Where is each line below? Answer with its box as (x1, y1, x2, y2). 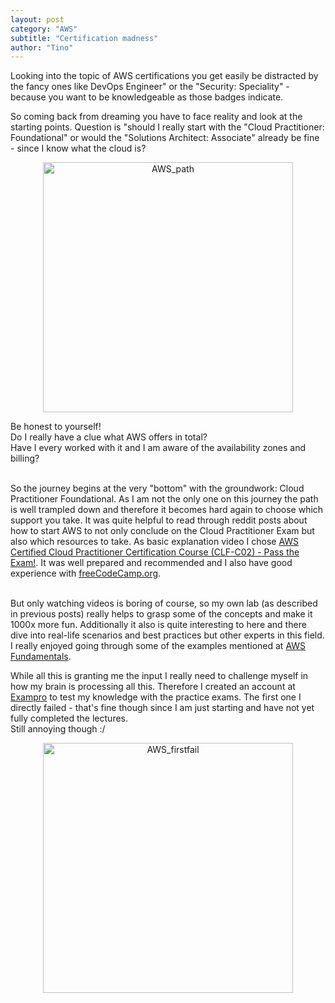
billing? (10, 452, 40, 465)
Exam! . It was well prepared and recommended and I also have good (10, 557, 293, 569)
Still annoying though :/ (10, 723, 106, 735)
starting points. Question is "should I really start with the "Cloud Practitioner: (10, 121, 325, 133)
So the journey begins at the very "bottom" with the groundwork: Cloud (10, 482, 305, 495)
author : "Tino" (10, 42, 74, 53)
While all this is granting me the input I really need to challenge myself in (10, 670, 309, 682)
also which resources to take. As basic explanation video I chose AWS (10, 536, 300, 548)
